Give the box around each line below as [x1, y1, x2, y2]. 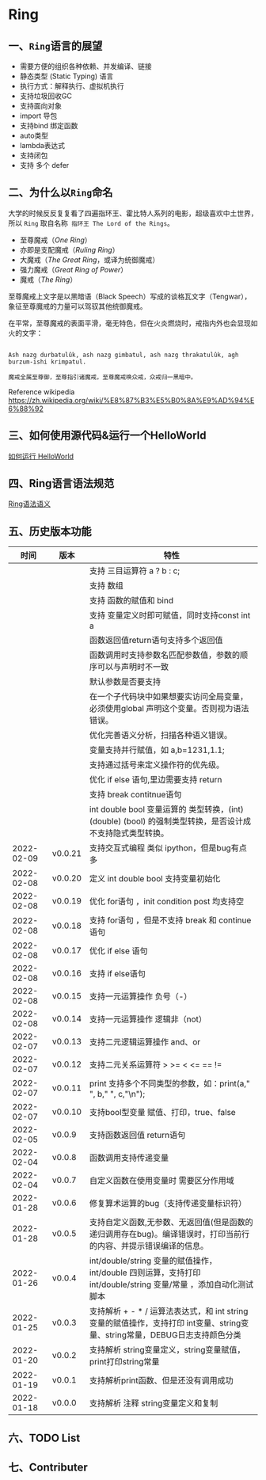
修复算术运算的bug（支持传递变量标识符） [89, 1198, 247, 1209]
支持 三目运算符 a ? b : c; [89, 565, 180, 576]
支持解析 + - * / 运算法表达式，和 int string [89, 1306, 249, 1317]
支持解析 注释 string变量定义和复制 [89, 1398, 218, 1409]
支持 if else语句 [89, 968, 146, 980]
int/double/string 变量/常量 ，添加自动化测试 [89, 1279, 254, 1290]
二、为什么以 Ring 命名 [8, 186, 113, 200]
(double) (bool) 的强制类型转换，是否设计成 [89, 816, 252, 827]
